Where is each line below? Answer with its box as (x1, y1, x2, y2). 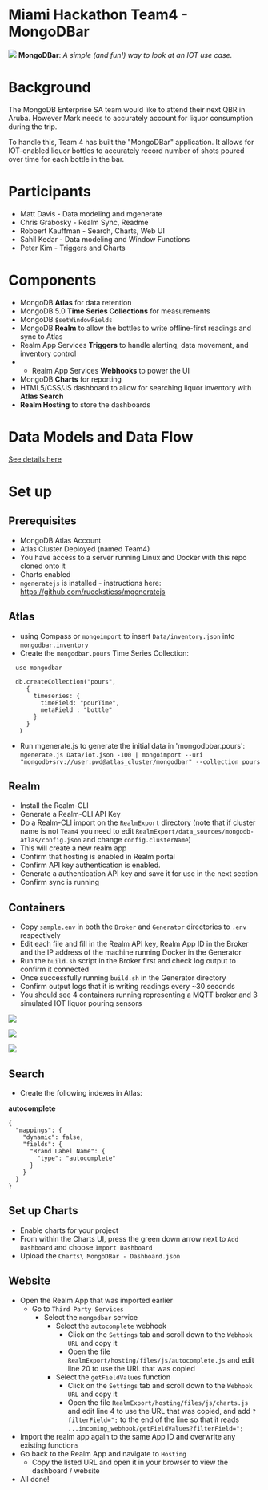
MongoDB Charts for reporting (19, 374, 122, 384)
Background (8, 79, 91, 97)
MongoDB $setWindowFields (19, 314, 113, 324)
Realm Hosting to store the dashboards (19, 399, 150, 410)
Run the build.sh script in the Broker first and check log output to (19, 956, 236, 966)
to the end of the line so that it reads (119, 1415, 240, 1424)
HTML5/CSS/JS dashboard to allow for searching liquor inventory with (19, 382, 252, 392)
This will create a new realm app (19, 843, 127, 853)
